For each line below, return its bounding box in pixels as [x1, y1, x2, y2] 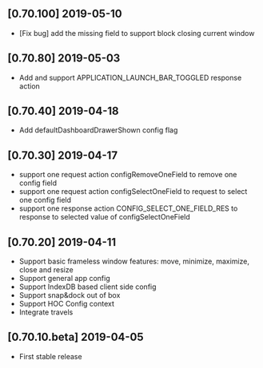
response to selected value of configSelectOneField [18, 212, 191, 222]
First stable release [18, 351, 82, 361]
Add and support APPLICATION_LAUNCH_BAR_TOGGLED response [18, 73, 242, 82]
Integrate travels [18, 307, 74, 317]
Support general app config [18, 274, 111, 283]
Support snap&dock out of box [18, 291, 121, 300]
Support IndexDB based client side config [18, 282, 157, 291]
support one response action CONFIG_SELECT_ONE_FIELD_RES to [18, 204, 238, 213]
